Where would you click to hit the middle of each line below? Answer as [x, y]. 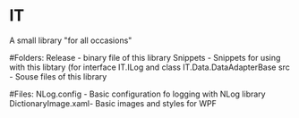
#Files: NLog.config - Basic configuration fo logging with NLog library [137, 94]
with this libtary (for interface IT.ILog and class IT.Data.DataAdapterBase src [150, 67]
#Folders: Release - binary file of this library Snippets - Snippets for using [145, 57]
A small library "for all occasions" [71, 40]
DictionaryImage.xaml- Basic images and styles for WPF [113, 103]
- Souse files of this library [58, 76]
